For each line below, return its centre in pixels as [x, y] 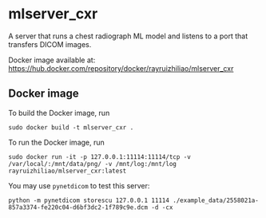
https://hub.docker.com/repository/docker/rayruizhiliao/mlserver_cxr [121, 68]
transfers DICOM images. [50, 44]
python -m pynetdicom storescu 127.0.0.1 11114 [89, 200]
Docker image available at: [52, 60]
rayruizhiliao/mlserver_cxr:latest [67, 171]
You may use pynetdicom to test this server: [79, 185]
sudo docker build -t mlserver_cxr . [71, 127]
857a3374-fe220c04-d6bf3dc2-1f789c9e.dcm [78, 207]
